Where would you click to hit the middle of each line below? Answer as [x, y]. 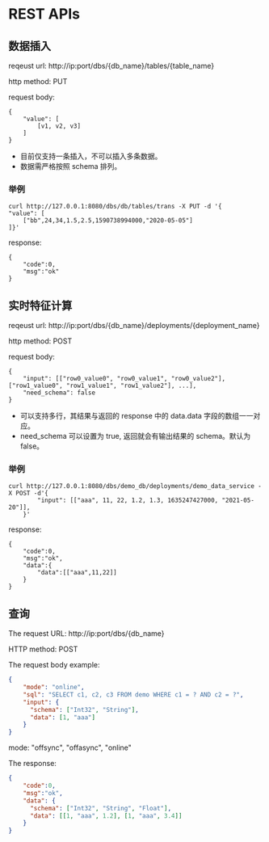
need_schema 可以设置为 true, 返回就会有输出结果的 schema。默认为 [135, 436]
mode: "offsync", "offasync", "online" [70, 747]
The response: [32, 764]
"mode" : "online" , [54, 688]
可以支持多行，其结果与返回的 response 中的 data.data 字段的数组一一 [137, 416]
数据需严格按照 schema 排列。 [71, 166]
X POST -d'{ [28, 494]
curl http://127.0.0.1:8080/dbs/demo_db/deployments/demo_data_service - [135, 486]
